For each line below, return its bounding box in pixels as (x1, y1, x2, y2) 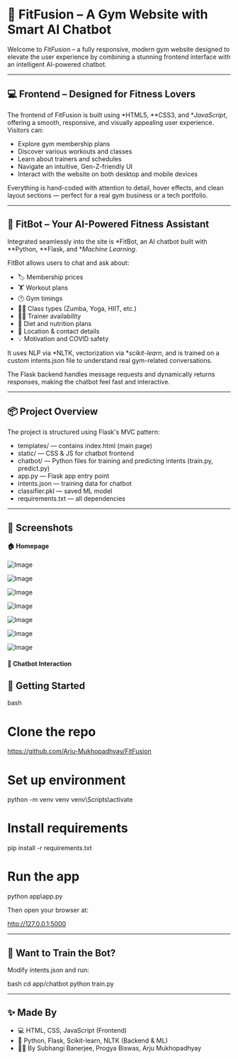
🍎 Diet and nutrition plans (17, 319, 92, 327)
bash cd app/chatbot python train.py (7, 979, 115, 988)
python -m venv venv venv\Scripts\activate (7, 795, 133, 804)
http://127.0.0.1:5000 (7, 920, 67, 928)
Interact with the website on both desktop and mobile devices (17, 170, 198, 178)
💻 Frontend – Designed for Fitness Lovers (7, 88, 196, 100)
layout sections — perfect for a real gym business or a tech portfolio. (7, 191, 208, 200)
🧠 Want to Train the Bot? (7, 947, 116, 959)
